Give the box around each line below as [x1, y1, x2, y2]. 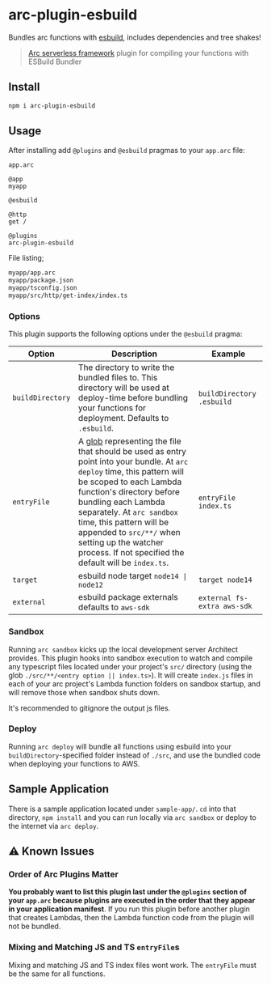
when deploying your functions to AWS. [8, 758, 140, 768]
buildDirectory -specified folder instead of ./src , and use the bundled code [8, 750, 261, 760]
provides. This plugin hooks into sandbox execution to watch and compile [8, 653, 253, 663]
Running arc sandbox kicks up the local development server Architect [8, 644, 239, 654]
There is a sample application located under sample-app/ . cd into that [8, 804, 236, 813]
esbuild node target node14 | [77, 571, 188, 582]
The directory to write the [77, 362, 175, 373]
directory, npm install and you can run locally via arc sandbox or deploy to [8, 812, 256, 822]
